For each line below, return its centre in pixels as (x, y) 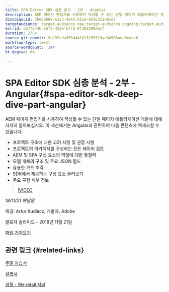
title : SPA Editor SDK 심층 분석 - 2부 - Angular (56, 10)
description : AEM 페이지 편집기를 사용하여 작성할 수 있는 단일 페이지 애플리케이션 (82, 15)
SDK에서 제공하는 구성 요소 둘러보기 (48, 174)
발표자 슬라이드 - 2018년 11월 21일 (39, 222)
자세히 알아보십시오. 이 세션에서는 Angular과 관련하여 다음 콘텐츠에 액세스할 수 (82, 125)
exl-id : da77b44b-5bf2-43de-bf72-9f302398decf (55, 29)
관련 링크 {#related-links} (45, 250)
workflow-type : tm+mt (28, 43)
